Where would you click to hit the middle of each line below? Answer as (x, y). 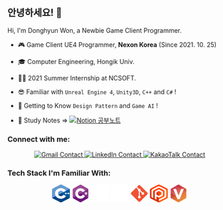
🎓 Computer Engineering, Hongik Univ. (76, 61)
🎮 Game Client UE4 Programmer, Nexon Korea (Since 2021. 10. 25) (117, 44)
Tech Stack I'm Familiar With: (59, 173)
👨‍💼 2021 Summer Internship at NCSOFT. (77, 78)
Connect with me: (39, 139)
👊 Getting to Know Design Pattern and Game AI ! (88, 105)
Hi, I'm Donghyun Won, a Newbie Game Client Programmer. (95, 30)
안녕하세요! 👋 (35, 13)
